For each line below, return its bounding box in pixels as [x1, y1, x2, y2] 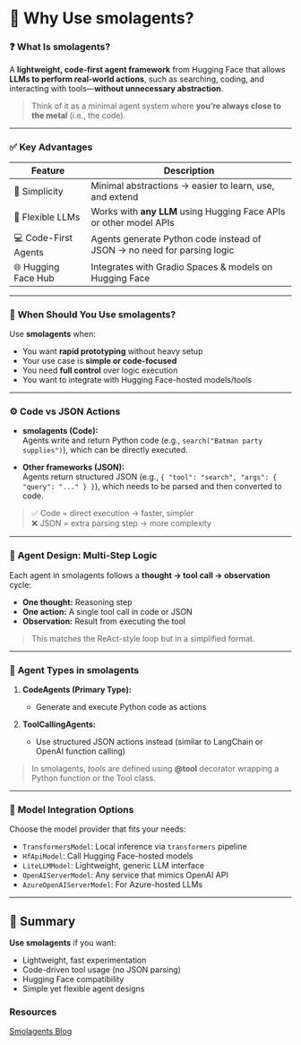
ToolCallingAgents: [21, 719, 97, 730]
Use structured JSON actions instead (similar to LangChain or [35, 736, 263, 747]
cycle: [9, 579, 31, 590]
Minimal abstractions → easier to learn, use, [90, 179, 275, 192]
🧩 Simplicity [13, 185, 64, 197]
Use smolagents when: [9, 329, 96, 340]
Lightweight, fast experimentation [21, 954, 147, 966]
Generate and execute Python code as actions [35, 701, 207, 712]
